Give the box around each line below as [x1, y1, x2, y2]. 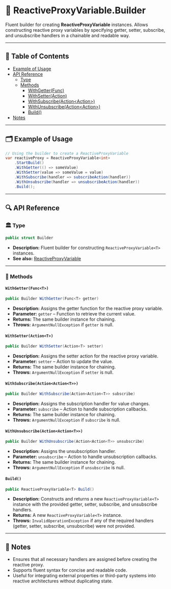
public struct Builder [5, 235, 53, 241]
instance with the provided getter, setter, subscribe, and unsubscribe [12, 501, 158, 508]
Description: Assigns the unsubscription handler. [12, 448, 116, 455]
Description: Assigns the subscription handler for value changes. [12, 401, 150, 407]
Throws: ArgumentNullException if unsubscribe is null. [12, 465, 125, 471]
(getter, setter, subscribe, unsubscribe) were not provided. [12, 523, 135, 529]
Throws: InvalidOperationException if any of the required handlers [12, 517, 154, 524]
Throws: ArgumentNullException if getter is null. [12, 322, 113, 328]
